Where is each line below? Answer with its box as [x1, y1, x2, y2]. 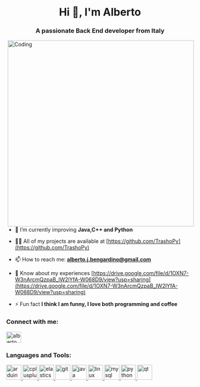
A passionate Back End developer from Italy [35, 27, 165, 35]
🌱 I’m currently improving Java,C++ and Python [14, 226, 133, 233]
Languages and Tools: [6, 351, 71, 359]
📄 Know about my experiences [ [14, 270, 93, 277]
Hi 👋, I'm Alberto [58, 5, 142, 19]
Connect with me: [6, 318, 59, 326]
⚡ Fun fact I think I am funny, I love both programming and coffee [14, 301, 177, 308]
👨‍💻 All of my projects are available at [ [14, 238, 108, 245]
